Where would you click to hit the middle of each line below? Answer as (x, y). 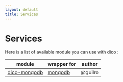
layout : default (22, 10)
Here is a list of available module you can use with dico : (62, 52)
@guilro (90, 73)
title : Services (22, 14)
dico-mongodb (25, 73)
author (90, 64)
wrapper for (61, 64)
